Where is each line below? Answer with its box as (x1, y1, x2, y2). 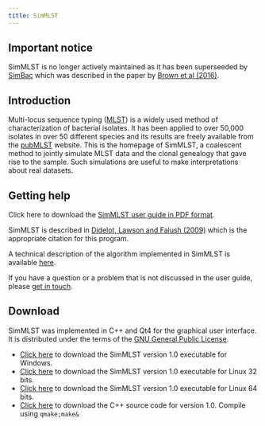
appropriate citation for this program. (8, 234, 129, 244)
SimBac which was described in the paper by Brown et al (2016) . (8, 71, 220, 80)
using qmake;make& (19, 408, 79, 418)
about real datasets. (8, 166, 74, 175)
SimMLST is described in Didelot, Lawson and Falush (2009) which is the (8, 225, 248, 235)
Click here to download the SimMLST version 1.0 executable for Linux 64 (19, 383, 258, 393)
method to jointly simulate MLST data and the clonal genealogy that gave (8, 149, 248, 158)
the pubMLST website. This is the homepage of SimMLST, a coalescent (8, 140, 242, 150)
